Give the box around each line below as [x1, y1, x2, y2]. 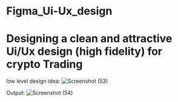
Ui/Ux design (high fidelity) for [6, 45, 163, 59]
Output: [6, 89, 25, 97]
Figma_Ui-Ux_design [6, 4, 113, 18]
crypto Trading [6, 57, 83, 71]
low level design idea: [6, 77, 61, 85]
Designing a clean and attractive [6, 32, 173, 46]
